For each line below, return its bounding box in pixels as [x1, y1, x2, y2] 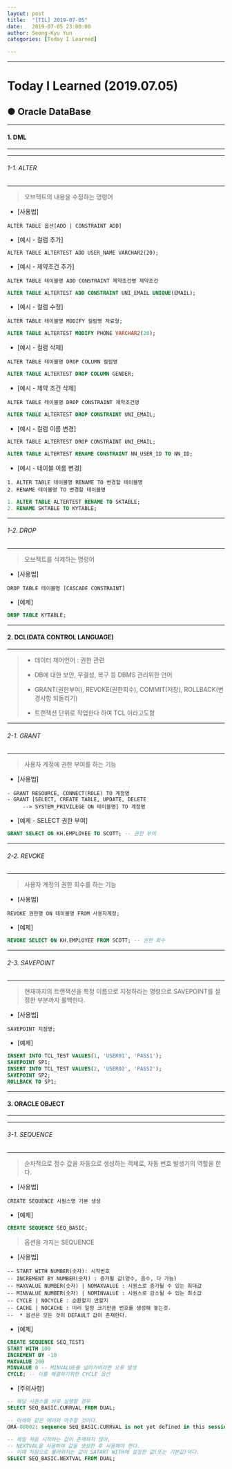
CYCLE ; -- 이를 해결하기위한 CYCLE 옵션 [7, 1371, 110, 1378]
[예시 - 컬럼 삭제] [17, 343, 64, 352]
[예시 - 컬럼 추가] [17, 235, 64, 244]
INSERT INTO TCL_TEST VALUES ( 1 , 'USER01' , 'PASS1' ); [7, 1052, 162, 1059]
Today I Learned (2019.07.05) [7, 78, 178, 94]
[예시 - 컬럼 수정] [17, 302, 64, 311]
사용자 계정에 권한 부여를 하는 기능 [23, 760, 117, 769]
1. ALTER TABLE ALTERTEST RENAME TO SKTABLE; [7, 498, 140, 505]
